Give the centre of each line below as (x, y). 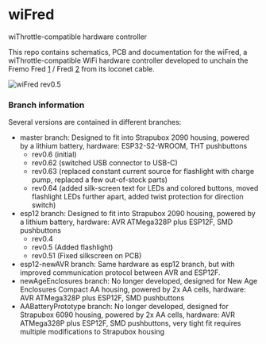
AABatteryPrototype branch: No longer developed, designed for (124, 307)
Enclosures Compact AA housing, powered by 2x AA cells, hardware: (133, 290)
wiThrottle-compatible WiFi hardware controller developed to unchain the (128, 60)
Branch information (46, 105)
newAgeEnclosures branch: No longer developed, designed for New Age (139, 281)
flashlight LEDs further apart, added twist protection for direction (137, 197)
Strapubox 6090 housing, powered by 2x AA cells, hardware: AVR (127, 315)
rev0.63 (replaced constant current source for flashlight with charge (143, 172)
